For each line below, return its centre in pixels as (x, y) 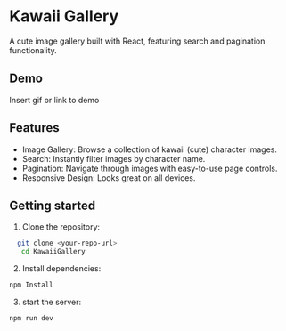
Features (34, 128)
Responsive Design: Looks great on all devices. (109, 178)
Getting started (53, 205)
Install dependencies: (61, 269)
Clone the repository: (61, 227)
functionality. (33, 50)
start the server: (52, 302)
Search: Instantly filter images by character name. (114, 158)
